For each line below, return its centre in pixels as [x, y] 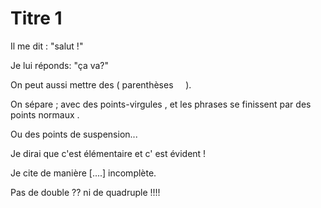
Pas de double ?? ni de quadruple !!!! [85, 192]
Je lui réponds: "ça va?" [60, 65]
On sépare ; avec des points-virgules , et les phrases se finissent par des [161, 104]
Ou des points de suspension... [74, 134]
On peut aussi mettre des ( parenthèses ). [101, 84]
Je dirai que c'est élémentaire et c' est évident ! [108, 153]
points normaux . [45, 114]
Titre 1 [36, 18]
